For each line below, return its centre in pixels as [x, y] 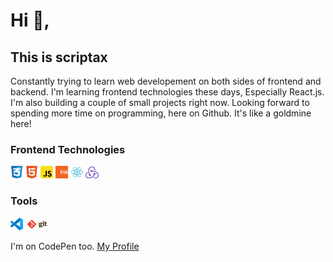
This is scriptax [59, 57]
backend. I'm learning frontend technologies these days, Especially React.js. [167, 92]
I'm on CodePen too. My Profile [75, 246]
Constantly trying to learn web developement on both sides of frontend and [166, 81]
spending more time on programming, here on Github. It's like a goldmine [161, 113]
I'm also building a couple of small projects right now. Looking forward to [160, 102]
